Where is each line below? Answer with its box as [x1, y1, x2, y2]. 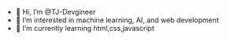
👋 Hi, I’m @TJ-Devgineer [15, 8, 96, 16]
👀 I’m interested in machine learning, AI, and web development [15, 15, 219, 25]
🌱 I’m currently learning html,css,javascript [15, 24, 155, 32]
